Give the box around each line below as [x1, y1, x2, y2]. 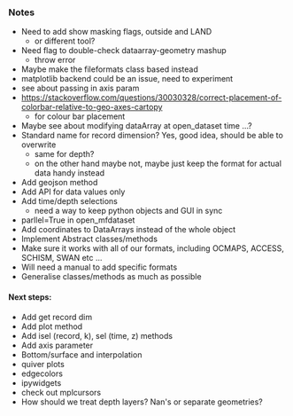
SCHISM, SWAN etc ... [20, 253, 103, 263]
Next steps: [8, 291, 52, 302]
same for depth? [34, 149, 95, 160]
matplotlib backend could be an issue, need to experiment [20, 74, 234, 84]
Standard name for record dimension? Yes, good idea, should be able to [20, 130, 284, 141]
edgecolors [20, 368, 64, 379]
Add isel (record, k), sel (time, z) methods [20, 330, 173, 341]
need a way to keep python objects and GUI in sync [34, 206, 223, 216]
